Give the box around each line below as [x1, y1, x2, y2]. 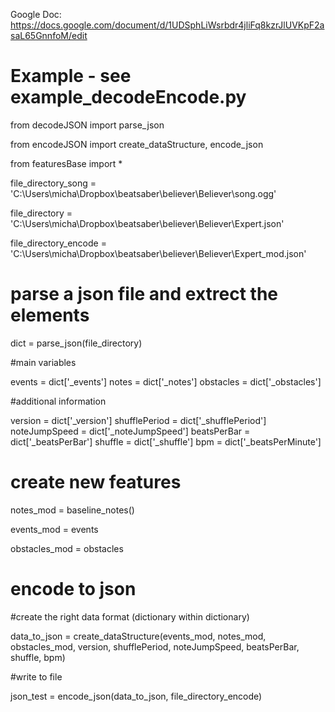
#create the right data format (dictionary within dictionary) [10, 610, 250, 623]
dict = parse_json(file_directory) [10, 337, 143, 349]
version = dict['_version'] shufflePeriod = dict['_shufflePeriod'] [10, 414, 267, 426]
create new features [10, 471, 182, 494]
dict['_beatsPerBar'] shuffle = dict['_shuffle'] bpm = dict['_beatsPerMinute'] [10, 435, 322, 448]
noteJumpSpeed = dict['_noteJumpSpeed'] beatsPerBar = [10, 425, 251, 437]
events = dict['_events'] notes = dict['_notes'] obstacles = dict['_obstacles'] [10, 375, 322, 388]
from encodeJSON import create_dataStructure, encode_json [10, 138, 264, 150]
